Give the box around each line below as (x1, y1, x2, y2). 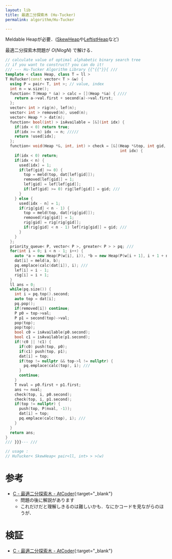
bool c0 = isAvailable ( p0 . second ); (14, 330, 91, 335)
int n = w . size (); (10, 86, 50, 91)
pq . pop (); (14, 301, 36, 306)
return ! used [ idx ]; (14, 134, 56, 139)
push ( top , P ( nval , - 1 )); (18, 406, 72, 412)
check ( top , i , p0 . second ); (14, 392, 72, 397)
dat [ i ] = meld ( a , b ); (14, 258, 60, 264)
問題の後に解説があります (20, 497, 75, 503)
